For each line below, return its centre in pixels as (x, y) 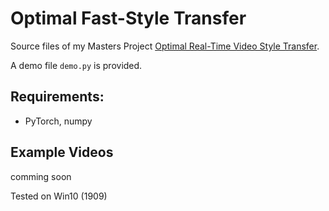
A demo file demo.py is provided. (76, 65)
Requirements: (57, 97)
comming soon (41, 176)
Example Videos (62, 152)
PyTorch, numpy (58, 121)
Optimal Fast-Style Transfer (128, 18)
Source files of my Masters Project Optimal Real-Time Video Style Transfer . (165, 46)
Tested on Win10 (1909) (59, 196)
